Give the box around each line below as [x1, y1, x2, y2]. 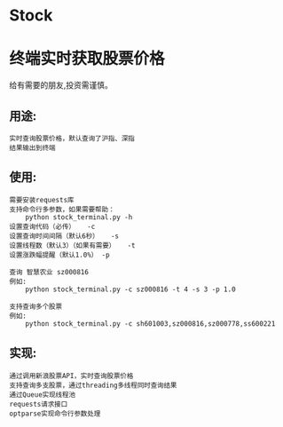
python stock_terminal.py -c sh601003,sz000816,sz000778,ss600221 [25, 319, 276, 328]
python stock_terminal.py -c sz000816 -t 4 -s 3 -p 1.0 [25, 285, 237, 294]
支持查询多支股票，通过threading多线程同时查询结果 [9, 381, 177, 390]
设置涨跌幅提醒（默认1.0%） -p [9, 250, 110, 259]
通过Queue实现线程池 [9, 390, 76, 399]
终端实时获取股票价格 [9, 49, 166, 69]
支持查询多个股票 [9, 302, 63, 311]
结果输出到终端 [9, 143, 56, 152]
